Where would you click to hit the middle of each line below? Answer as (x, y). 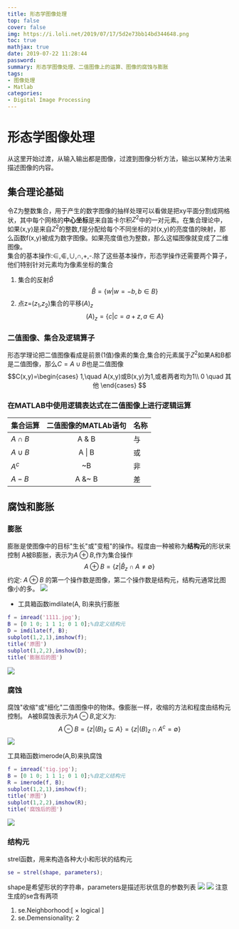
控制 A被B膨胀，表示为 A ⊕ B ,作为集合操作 (70, 555)
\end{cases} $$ (124, 385)
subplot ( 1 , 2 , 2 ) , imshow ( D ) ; (47, 650)
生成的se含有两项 (33, 896)
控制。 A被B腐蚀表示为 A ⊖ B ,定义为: (62, 716)
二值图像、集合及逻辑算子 (51, 338)
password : (22, 61)
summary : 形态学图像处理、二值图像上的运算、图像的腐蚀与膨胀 (88, 67)
